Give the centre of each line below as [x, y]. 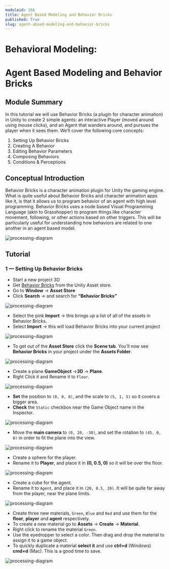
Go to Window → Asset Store [44, 290]
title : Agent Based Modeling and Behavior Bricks [59, 15]
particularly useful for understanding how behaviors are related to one [79, 223]
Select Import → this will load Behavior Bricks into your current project [86, 326]
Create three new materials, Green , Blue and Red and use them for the [85, 513]
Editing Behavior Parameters [42, 151]
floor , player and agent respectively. [51, 518]
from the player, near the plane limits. [52, 493]
